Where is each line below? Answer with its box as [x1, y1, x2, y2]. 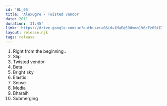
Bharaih [12, 90, 29, 96]
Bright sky [12, 69, 34, 75]
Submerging [12, 95, 38, 101]
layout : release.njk [5, 30, 49, 35]
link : [5, 26, 17, 31]
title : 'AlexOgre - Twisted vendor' [5, 12, 81, 17]
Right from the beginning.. [12, 48, 66, 54]
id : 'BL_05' [5, 7, 30, 12]
